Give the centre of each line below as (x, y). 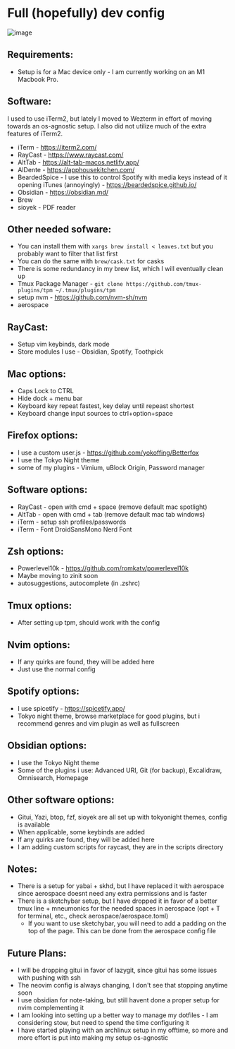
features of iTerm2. (35, 133)
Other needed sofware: (59, 229)
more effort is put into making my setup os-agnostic (93, 1038)
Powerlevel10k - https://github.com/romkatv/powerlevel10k (103, 568)
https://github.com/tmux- (164, 284)
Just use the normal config (57, 669)
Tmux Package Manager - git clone (70, 284)
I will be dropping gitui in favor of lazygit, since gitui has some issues (117, 970)
